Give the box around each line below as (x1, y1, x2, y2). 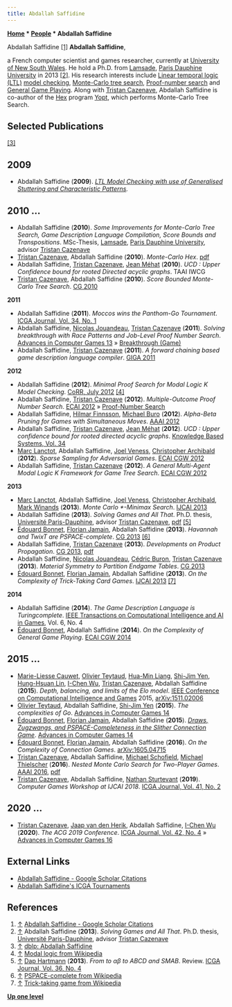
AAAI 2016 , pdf (17, 768, 61, 776)
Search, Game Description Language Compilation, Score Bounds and (17, 230, 216, 239)
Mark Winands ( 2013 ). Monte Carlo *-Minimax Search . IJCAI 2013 (17, 503, 208, 511)
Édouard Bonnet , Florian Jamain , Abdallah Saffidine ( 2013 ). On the (17, 570, 208, 578)
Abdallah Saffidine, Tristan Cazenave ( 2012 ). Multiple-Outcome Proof (17, 395, 216, 403)
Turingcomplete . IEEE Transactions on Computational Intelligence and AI (17, 611, 224, 620)
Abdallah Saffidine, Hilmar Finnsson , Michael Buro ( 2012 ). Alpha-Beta (17, 410, 217, 418)
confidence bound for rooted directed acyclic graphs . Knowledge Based (17, 432, 224, 441)
